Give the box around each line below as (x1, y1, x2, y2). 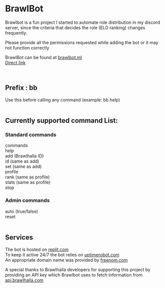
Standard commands (5, 131, 57, 138)
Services (5, 233, 34, 242)
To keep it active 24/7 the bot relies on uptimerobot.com (5, 251, 120, 258)
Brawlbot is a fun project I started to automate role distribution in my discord (5, 19, 161, 25)
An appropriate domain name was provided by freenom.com (5, 257, 128, 263)
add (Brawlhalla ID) (5, 153, 44, 159)
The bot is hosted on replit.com (5, 246, 69, 252)
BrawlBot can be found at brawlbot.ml (5, 54, 82, 60)
